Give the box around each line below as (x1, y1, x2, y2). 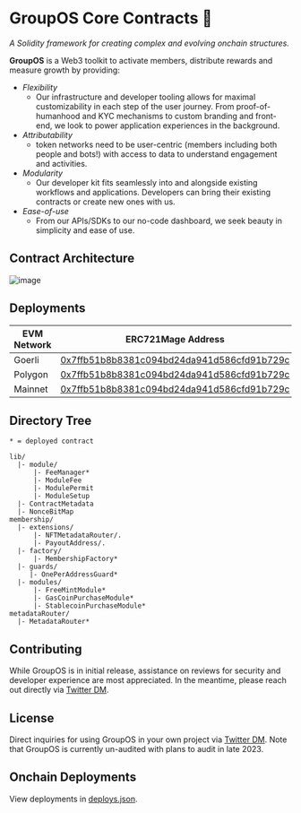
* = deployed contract (9, 437, 94, 446)
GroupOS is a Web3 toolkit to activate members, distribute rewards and (9, 55, 273, 65)
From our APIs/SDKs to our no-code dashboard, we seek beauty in (35, 215, 283, 226)
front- (254, 110, 278, 121)
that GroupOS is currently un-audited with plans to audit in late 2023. (9, 744, 264, 754)
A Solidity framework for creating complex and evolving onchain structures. (9, 38, 289, 48)
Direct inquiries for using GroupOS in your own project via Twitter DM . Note (9, 734, 288, 745)
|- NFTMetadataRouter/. (32, 531, 123, 541)
